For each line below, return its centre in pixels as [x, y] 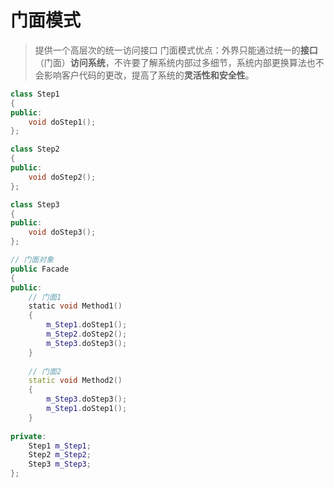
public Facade [40, 269]
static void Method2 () [75, 381]
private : [28, 436]
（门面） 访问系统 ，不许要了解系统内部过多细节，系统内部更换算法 [170, 62]
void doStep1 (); [62, 122]
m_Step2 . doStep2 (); [87, 334]
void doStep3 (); [62, 232]
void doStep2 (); [62, 177]
